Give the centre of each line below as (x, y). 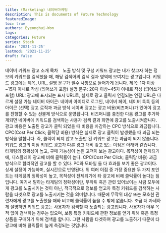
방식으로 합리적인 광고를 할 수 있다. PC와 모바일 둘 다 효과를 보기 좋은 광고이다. (81, 164)
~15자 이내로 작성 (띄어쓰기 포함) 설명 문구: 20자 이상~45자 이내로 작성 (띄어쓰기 (83, 89)
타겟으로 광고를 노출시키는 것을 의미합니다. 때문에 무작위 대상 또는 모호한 (84, 194)
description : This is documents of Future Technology (62, 14)
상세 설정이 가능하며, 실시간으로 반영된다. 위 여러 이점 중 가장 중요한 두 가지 (78, 170)
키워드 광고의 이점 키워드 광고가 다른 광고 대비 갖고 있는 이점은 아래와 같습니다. (81, 145)
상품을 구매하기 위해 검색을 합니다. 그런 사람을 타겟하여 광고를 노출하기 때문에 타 (83, 219)
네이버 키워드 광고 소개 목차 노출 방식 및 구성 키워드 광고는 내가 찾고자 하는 (79, 70)
